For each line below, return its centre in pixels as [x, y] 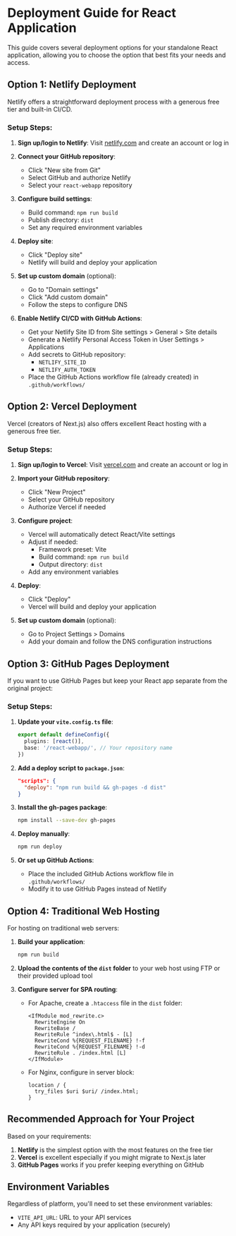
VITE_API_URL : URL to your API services [74, 1218]
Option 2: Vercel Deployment [72, 407]
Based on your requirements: [49, 1136]
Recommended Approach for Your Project [101, 1119]
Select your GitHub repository [71, 499]
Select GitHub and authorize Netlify [79, 178]
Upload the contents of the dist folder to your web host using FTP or [119, 968]
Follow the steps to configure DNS [78, 305]
